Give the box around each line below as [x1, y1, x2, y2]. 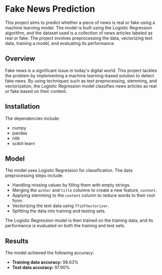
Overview [5, 55, 36, 63]
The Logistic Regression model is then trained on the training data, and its [5, 217, 154, 223]
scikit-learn [12, 140, 35, 146]
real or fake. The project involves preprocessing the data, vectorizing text [5, 35, 153, 41]
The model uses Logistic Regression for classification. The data [5, 168, 133, 173]
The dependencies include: [5, 115, 60, 121]
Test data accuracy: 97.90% [12, 265, 70, 271]
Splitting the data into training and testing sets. [12, 208, 106, 214]
